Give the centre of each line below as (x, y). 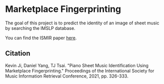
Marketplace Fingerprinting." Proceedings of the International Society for (80, 71)
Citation (18, 53)
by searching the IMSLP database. (40, 28)
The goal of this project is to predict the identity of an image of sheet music (82, 23)
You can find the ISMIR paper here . (41, 38)
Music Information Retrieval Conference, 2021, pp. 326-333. (67, 76)
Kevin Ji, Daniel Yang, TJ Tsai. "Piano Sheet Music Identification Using (77, 65)
